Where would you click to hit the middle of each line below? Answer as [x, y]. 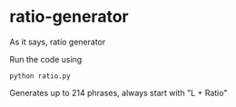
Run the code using [46, 59]
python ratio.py [40, 76]
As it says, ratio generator [58, 42]
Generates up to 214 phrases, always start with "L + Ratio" [118, 92]
